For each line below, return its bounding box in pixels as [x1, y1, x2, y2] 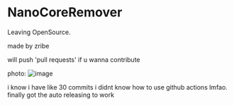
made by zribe [7, 41, 50, 50]
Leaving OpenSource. [7, 28, 71, 36]
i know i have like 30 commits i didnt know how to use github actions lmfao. [7, 83, 228, 91]
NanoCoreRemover [7, 4, 123, 21]
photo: [7, 69, 27, 78]
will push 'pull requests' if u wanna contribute [7, 55, 140, 64]
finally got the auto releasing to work [7, 90, 115, 99]
